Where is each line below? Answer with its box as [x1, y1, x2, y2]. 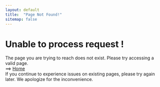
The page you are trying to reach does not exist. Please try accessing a [5, 55, 154, 61]
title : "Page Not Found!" [5, 12, 62, 17]
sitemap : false [5, 17, 37, 22]
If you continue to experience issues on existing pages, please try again [5, 71, 155, 77]
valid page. [5, 60, 29, 66]
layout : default [5, 7, 39, 13]
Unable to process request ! [5, 38, 124, 50]
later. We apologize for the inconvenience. [5, 76, 94, 82]
